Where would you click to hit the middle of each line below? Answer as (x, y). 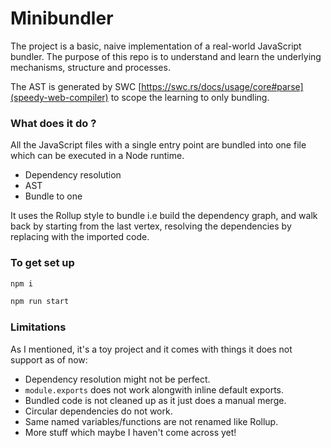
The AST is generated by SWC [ (76, 86)
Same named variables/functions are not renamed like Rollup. (151, 421)
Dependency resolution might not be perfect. (117, 379)
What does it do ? (53, 123)
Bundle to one (53, 196)
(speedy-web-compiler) (59, 97)
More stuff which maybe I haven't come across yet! (130, 432)
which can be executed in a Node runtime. (97, 156)
